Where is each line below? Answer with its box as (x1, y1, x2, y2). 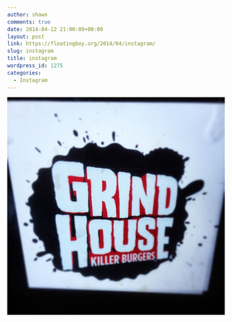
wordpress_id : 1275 (7, 62, 64, 69)
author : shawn (7, 11, 48, 18)
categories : (7, 69, 41, 76)
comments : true (7, 18, 51, 26)
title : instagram (7, 55, 57, 62)
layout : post (7, 33, 45, 40)
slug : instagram (7, 48, 54, 55)
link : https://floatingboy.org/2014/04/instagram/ (7, 40, 156, 48)
